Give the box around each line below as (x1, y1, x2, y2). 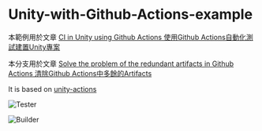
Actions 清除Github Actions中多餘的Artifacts (8, 68, 152, 78)
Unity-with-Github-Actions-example (8, 5, 253, 24)
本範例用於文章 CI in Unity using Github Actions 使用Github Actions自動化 (8, 32, 247, 42)
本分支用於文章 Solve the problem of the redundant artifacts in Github (8, 59, 234, 68)
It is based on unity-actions (8, 84, 97, 93)
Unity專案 (28, 42, 61, 52)
